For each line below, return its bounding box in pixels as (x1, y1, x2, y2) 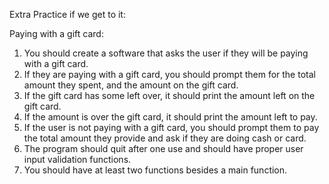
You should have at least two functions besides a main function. (23, 164, 288, 176)
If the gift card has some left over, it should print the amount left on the (23, 90, 316, 101)
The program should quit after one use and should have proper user (23, 143, 304, 154)
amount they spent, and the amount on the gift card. (23, 79, 239, 91)
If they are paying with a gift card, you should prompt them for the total (23, 69, 316, 80)
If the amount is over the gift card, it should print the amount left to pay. (23, 111, 318, 123)
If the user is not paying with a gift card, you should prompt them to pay (23, 122, 320, 133)
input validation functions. (23, 154, 132, 165)
